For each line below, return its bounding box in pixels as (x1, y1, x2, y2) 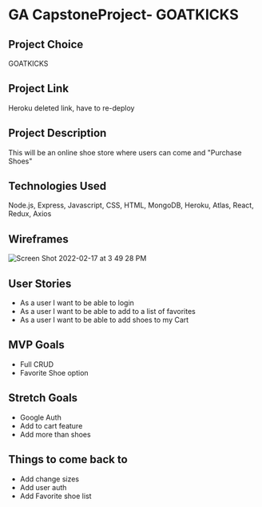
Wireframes (8, 232, 69, 246)
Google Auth (19, 412, 62, 422)
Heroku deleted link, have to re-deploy (8, 103, 135, 113)
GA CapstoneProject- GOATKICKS (8, 6, 239, 24)
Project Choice (8, 38, 84, 51)
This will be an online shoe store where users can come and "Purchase (8, 147, 242, 157)
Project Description (8, 127, 107, 140)
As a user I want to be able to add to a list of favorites (19, 307, 196, 316)
